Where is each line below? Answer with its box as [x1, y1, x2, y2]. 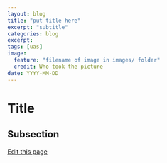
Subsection [7, 128, 60, 140]
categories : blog [7, 30, 59, 38]
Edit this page [7, 147, 48, 156]
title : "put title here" [7, 17, 81, 24]
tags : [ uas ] [7, 43, 43, 50]
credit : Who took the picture [14, 63, 103, 70]
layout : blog [7, 10, 46, 18]
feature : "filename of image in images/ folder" [14, 57, 161, 64]
